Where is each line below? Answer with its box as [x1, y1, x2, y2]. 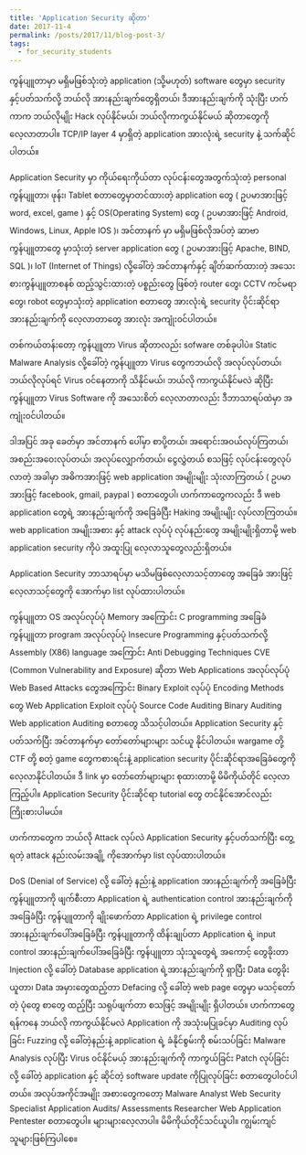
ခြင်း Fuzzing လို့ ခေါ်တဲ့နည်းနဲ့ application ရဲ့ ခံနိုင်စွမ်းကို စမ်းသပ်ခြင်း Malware [9, 1035, 286, 1046]
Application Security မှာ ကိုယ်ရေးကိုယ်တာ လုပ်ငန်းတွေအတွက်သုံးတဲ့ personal [9, 172, 287, 183]
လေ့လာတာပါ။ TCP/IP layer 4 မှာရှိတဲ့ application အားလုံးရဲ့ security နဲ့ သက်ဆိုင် [9, 129, 296, 140]
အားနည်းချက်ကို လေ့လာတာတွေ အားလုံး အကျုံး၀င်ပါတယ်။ [9, 314, 217, 325]
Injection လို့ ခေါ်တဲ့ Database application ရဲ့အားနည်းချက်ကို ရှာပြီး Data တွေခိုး [9, 964, 290, 975]
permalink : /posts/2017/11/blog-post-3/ [9, 30, 166, 39]
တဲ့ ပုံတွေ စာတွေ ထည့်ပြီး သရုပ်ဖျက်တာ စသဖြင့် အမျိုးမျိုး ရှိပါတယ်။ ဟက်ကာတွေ [9, 1000, 295, 1011]
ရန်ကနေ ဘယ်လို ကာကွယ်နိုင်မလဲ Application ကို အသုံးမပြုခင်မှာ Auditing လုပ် [9, 1017, 289, 1029]
